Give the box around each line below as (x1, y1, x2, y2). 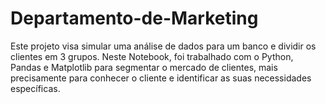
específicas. (10, 82, 61, 94)
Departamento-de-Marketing (10, 7, 259, 30)
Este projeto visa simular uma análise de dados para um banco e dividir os (10, 40, 317, 52)
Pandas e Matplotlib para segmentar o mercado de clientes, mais (10, 61, 278, 73)
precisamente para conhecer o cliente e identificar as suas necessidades (10, 72, 312, 84)
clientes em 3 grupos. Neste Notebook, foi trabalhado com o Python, (10, 50, 294, 62)
